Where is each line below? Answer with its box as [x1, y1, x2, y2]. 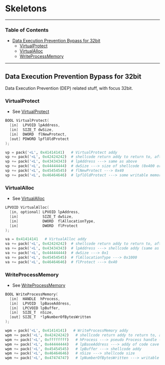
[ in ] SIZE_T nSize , [9, 310, 54, 315]
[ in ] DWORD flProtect [9, 223, 78, 228]
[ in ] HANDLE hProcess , [9, 296, 60, 301]
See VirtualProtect [12, 109, 50, 114]
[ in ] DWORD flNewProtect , [9, 132, 67, 137]
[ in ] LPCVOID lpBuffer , [9, 306, 60, 310]
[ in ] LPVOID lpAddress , [9, 123, 60, 128]
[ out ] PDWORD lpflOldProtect [9, 136, 69, 141]
